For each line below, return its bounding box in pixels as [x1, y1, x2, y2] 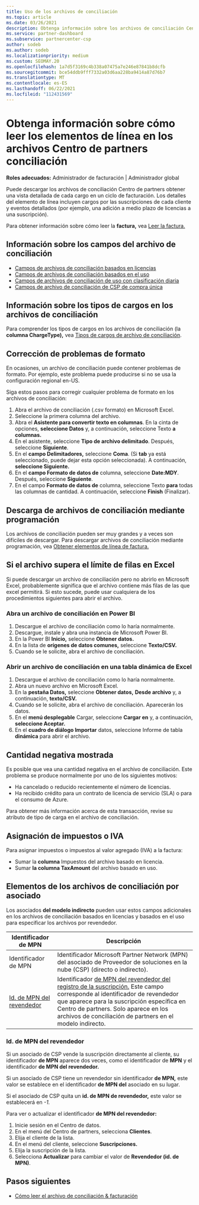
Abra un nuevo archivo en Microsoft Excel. [14, 682, 118, 690]
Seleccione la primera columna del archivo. [14, 413, 120, 420]
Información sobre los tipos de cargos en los [6, 300, 174, 310]
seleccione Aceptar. [14, 720, 66, 727]
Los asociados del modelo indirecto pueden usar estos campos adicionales [6, 907, 191, 914]
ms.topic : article [6, 14, 52, 20]
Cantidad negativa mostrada [6, 750, 114, 760]
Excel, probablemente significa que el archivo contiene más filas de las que [6, 581, 190, 589]
